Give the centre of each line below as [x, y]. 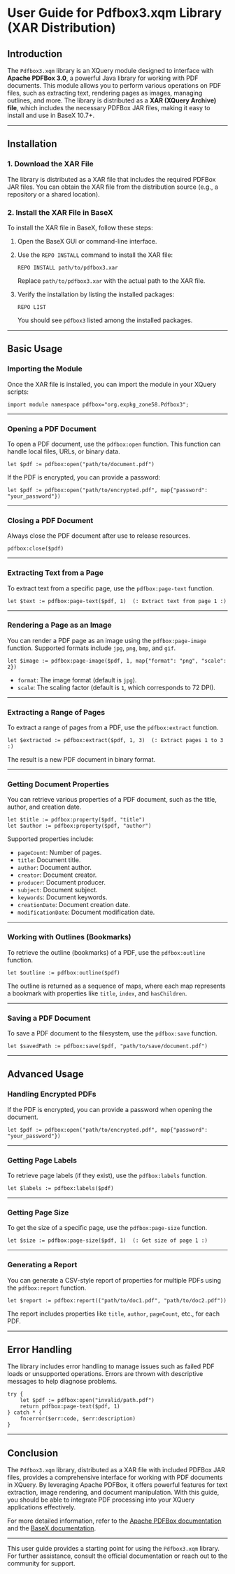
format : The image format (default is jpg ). [77, 680]
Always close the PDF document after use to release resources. [99, 536]
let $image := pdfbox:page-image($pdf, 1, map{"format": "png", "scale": [117, 661]
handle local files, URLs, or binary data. [64, 451]
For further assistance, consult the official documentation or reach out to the [117, 1556]
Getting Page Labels [42, 1160]
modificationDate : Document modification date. [86, 912]
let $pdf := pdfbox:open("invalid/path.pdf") [87, 1401]
